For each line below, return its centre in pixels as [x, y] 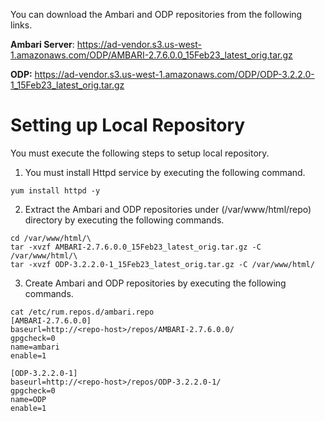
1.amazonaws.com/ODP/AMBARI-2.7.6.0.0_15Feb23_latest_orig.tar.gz [151, 55]
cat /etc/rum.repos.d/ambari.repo [82, 312]
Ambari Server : [42, 44]
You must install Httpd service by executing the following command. [165, 172]
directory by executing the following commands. [124, 220]
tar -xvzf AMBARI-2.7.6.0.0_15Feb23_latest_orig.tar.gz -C [136, 247]
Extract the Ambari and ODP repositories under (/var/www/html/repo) [168, 209]
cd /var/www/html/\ [51, 238]
